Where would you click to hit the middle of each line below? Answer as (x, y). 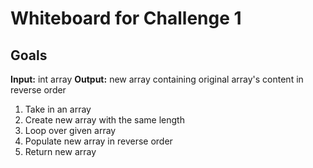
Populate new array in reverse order (98, 141)
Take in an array (58, 109)
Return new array (60, 151)
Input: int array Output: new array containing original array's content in (157, 79)
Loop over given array (70, 130)
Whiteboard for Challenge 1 (126, 18)
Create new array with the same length (104, 120)
